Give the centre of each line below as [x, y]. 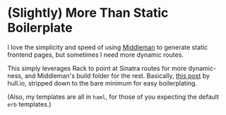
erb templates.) [29, 104]
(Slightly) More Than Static [88, 13]
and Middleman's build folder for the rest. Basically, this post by [117, 76]
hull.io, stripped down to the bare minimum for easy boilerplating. [102, 83]
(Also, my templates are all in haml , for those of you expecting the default [113, 97]
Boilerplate [40, 28]
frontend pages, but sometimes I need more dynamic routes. [95, 55]
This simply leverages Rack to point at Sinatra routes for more [97, 68]
